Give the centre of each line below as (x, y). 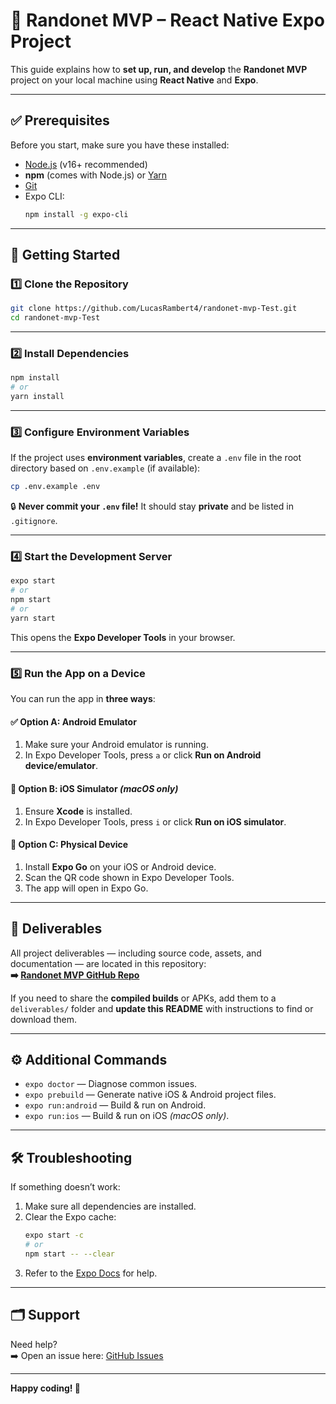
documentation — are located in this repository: (108, 963)
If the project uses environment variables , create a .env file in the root (156, 458)
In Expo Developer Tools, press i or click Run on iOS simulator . (155, 821)
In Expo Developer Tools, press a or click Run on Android (143, 755)
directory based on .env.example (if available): (105, 468)
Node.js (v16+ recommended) (86, 164)
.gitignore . (34, 521)
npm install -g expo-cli (76, 214)
